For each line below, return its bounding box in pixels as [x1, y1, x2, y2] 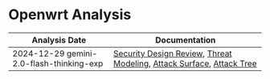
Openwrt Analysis [8, 6, 132, 24]
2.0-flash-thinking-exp [12, 57, 104, 69]
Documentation [155, 34, 216, 45]
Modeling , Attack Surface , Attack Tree [113, 57, 257, 69]
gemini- [67, 48, 98, 59]
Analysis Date [31, 34, 87, 45]
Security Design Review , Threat [113, 48, 232, 59]
